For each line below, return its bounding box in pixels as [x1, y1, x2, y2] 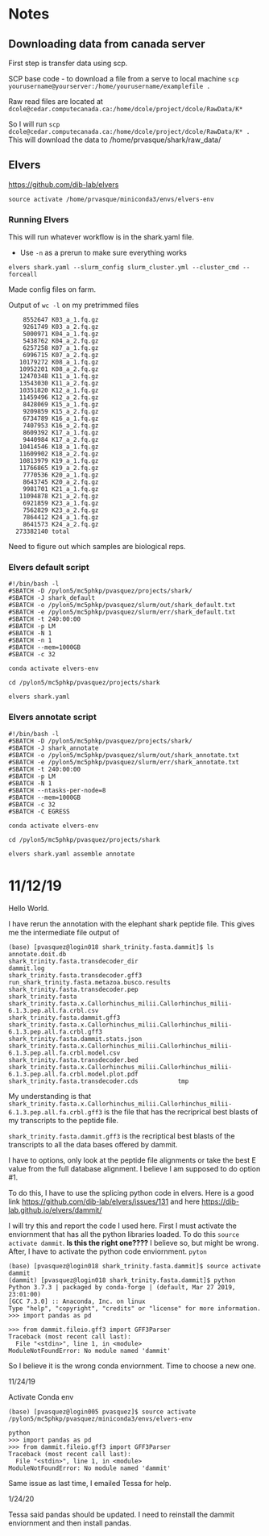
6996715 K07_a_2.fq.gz [23, 352, 99, 360]
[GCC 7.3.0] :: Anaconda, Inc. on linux [8, 1297, 147, 1305]
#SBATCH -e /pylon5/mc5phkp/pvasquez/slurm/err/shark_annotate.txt [8, 758, 240, 766]
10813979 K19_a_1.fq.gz [19, 457, 99, 465]
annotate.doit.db [8, 950, 67, 958]
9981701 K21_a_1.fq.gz [23, 485, 99, 493]
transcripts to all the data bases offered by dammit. [8, 1139, 178, 1149]
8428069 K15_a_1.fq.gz [23, 401, 99, 409]
